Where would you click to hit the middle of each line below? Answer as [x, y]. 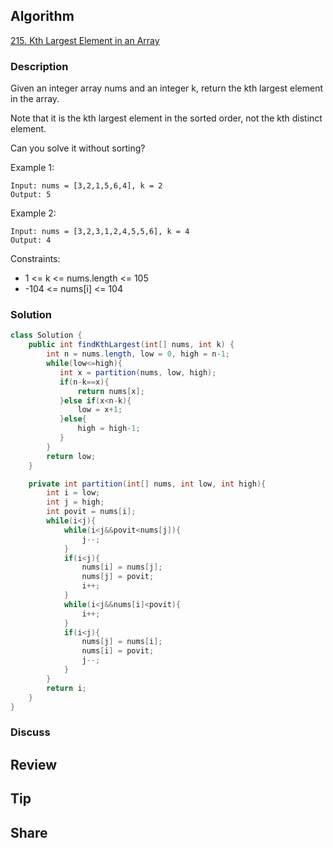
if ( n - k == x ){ [84, 382]
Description [39, 66]
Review [34, 764]
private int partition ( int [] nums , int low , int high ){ [147, 484]
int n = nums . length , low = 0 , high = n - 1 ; [138, 354]
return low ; [71, 456]
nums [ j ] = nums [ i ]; [122, 642]
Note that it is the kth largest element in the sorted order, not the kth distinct [166, 118]
